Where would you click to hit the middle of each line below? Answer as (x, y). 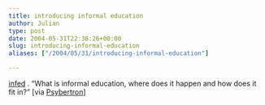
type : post (27, 31)
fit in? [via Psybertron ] (48, 92)
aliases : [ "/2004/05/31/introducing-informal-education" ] (109, 53)
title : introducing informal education (76, 16)
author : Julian (34, 23)
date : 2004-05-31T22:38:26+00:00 (65, 38)
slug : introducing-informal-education (74, 46)
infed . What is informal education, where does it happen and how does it (132, 83)
